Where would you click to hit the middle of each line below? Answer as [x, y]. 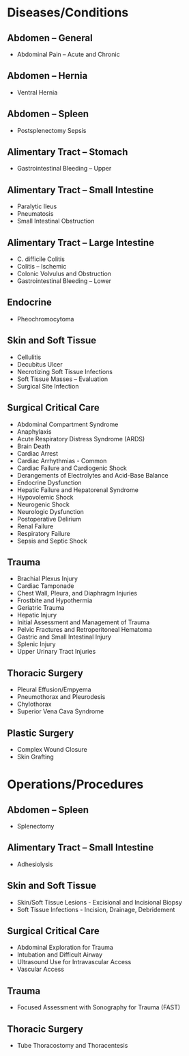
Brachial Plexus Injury [47, 579]
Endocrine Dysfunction [49, 482]
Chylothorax [34, 704]
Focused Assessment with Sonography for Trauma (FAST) [99, 1007]
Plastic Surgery [41, 733]
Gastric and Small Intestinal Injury [64, 637]
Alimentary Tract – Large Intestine [81, 242]
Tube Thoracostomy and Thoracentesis [72, 1045]
